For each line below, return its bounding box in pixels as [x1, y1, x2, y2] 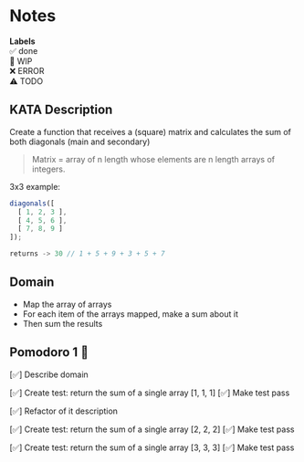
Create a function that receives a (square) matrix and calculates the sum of [9, 126, 292, 137]
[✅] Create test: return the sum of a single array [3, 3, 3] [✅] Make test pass [9, 442, 295, 453]
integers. [31, 163, 66, 174]
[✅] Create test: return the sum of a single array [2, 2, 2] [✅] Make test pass [9, 424, 295, 435]
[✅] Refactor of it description [9, 405, 119, 416]
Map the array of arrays [22, 299, 112, 310]
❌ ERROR [9, 65, 45, 76]
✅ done [9, 45, 38, 56]
